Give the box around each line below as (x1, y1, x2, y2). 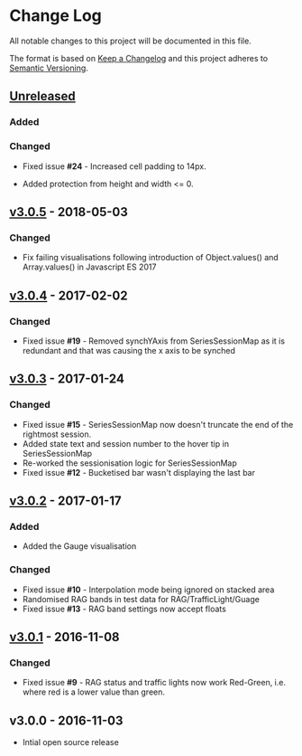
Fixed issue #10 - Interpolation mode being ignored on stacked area (22, 584, 275, 595)
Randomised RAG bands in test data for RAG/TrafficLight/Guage (22, 593, 260, 604)
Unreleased (9, 89, 77, 104)
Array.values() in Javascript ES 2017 (22, 261, 157, 272)
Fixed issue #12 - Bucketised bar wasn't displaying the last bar (22, 467, 255, 477)
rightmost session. (22, 429, 92, 439)
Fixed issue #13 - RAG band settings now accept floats (22, 603, 227, 614)
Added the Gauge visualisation (22, 541, 137, 552)
